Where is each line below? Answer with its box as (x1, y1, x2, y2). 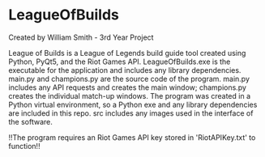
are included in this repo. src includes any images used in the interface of (8, 108, 254, 118)
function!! (8, 141, 41, 151)
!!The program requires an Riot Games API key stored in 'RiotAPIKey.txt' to (8, 132, 256, 142)
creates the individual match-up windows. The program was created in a (8, 91, 251, 100)
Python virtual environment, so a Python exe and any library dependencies (8, 100, 258, 109)
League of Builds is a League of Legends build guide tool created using (8, 48, 246, 57)
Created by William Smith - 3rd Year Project (8, 32, 154, 42)
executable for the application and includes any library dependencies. (8, 65, 241, 74)
